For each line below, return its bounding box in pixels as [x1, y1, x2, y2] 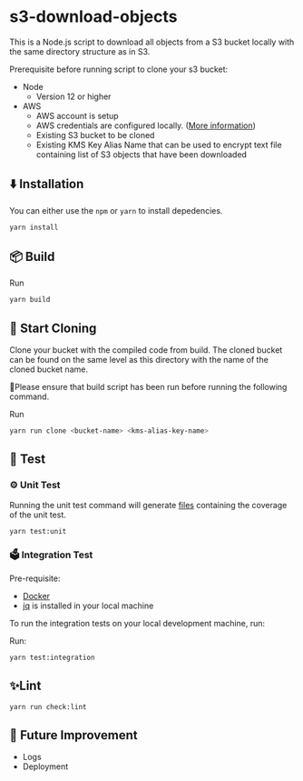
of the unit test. [9, 509, 66, 520]
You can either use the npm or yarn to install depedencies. [9, 205, 223, 215]
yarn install [9, 223, 59, 232]
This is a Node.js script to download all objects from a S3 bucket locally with [9, 36, 295, 47]
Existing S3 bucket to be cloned [35, 129, 155, 140]
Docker [22, 590, 51, 601]
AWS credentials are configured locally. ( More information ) [35, 120, 257, 131]
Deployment [22, 761, 69, 772]
